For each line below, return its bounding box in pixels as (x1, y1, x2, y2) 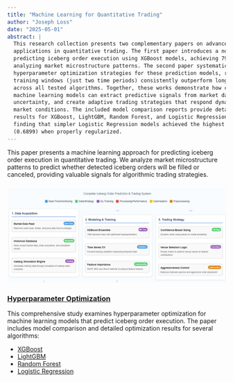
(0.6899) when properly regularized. (13, 128, 123, 135)
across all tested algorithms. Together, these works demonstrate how (13, 84, 222, 92)
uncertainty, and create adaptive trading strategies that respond (13, 99, 213, 106)
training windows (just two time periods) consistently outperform (13, 77, 213, 84)
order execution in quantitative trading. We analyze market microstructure (7, 155, 218, 164)
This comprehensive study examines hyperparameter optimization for (7, 309, 207, 318)
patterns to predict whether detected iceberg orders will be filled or (7, 163, 200, 171)
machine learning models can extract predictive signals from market (13, 92, 218, 98)
